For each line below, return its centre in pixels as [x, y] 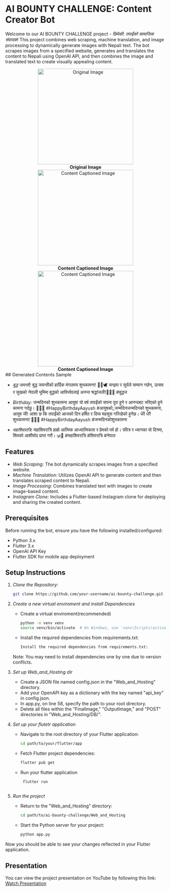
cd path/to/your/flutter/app [51, 743]
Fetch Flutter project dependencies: [58, 753]
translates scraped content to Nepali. [51, 480]
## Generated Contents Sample [38, 374]
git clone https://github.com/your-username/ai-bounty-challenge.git [88, 594]
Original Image [85, 167]
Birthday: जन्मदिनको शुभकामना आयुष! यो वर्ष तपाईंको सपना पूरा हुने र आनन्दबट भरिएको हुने [88, 402]
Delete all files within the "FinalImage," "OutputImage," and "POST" [91, 709]
